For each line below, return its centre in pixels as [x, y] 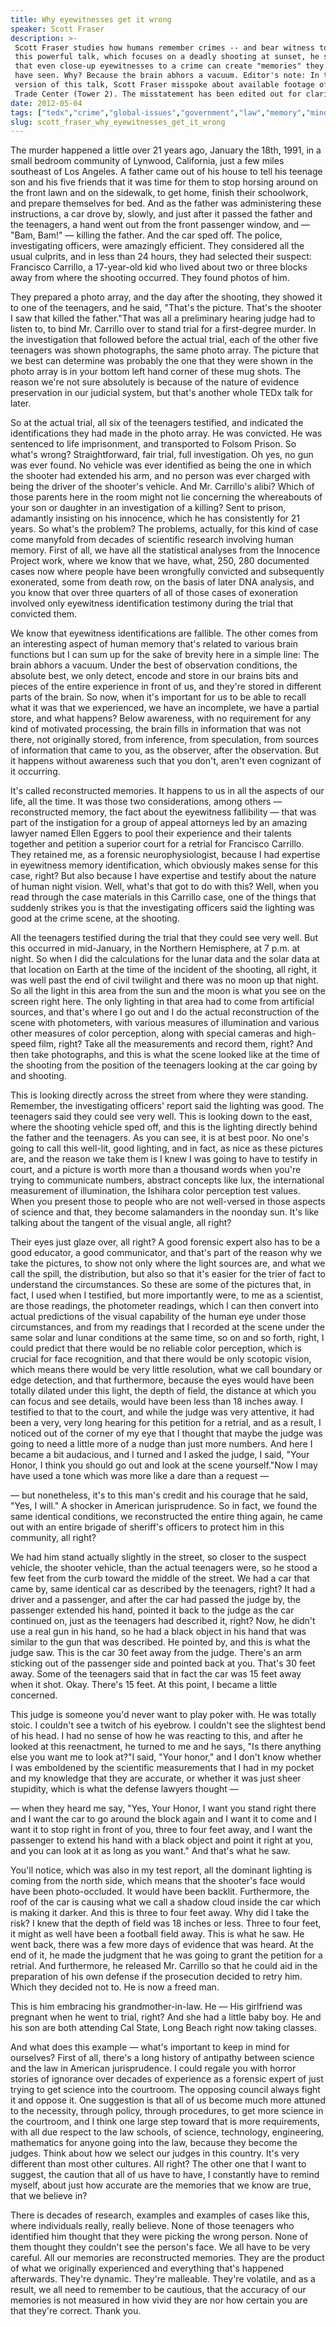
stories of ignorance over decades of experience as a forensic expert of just [167, 2079]
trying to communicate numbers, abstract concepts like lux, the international [167, 1180]
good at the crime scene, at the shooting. [95, 918]
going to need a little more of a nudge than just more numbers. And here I [161, 1444]
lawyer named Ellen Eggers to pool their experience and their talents [151, 833]
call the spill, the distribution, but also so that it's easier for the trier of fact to [168, 1274]
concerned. [34, 1695]
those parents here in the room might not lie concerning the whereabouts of [166, 497]
